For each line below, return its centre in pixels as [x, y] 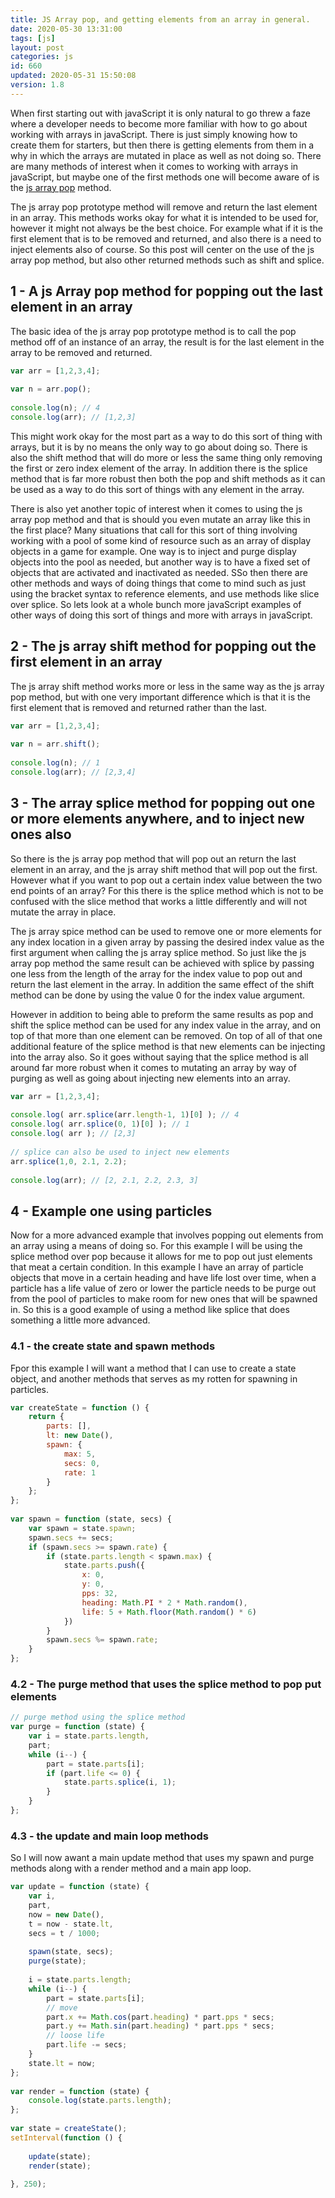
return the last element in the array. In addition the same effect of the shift [162, 984]
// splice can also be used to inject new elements [120, 1152]
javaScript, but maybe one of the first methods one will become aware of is [165, 177]
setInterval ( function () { [66, 2137]
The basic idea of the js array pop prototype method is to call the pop [153, 331]
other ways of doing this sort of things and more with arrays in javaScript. [161, 615]
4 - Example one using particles [111, 1211]
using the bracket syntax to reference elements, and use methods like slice [165, 593]
